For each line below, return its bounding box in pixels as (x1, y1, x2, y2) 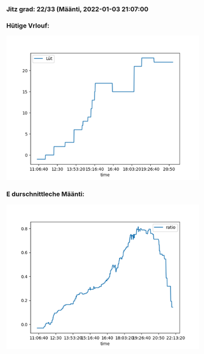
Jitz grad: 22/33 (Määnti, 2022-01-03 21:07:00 (6, 5, 148, 13)
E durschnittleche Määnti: (6, 190, 85, 198)
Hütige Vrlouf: (6, 21, 50, 29)
